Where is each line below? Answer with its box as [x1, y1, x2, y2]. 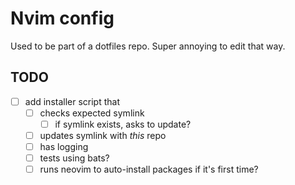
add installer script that [24, 95, 121, 107]
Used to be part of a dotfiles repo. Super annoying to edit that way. [10, 40, 286, 52]
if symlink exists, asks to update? [54, 118, 192, 130]
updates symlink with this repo [39, 129, 167, 141]
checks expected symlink [39, 107, 145, 119]
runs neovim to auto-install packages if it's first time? [39, 163, 259, 176]
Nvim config [10, 7, 115, 30]
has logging [39, 141, 89, 152]
